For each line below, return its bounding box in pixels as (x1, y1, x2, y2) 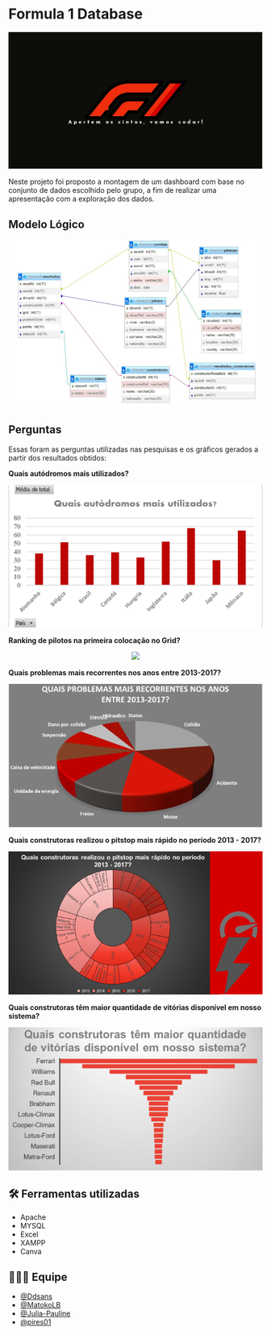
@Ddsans (19, 1291, 52, 1301)
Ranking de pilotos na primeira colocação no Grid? (8, 636, 181, 645)
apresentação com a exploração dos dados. (8, 194, 155, 204)
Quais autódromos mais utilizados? (8, 469, 129, 478)
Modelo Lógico (8, 217, 85, 231)
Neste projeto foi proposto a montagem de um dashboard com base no (8, 177, 244, 186)
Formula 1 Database (8, 5, 144, 23)
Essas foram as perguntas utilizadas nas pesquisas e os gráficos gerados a (8, 444, 259, 454)
